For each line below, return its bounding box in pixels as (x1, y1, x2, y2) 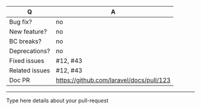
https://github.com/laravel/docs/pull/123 (56, 76, 171, 84)
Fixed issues (9, 57, 45, 65)
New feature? (9, 27, 47, 35)
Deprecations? (9, 47, 50, 55)
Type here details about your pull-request (6, 97, 109, 104)
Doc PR (9, 76, 31, 84)
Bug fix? (9, 18, 32, 26)
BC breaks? (9, 37, 42, 45)
